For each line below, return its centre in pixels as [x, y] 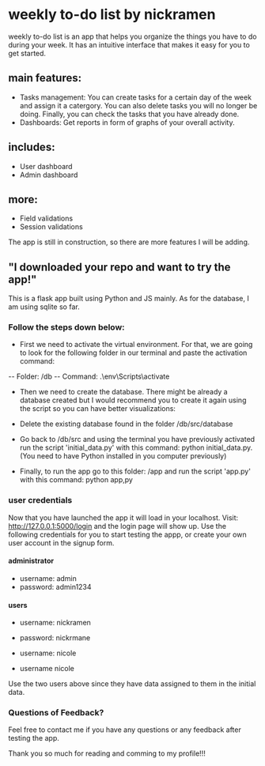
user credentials [40, 500]
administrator [31, 561]
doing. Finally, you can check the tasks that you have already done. [129, 114]
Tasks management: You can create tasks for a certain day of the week [135, 97]
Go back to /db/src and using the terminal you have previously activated [137, 440]
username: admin [48, 578]
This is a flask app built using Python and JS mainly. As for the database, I [129, 299]
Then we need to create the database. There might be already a [123, 392]
